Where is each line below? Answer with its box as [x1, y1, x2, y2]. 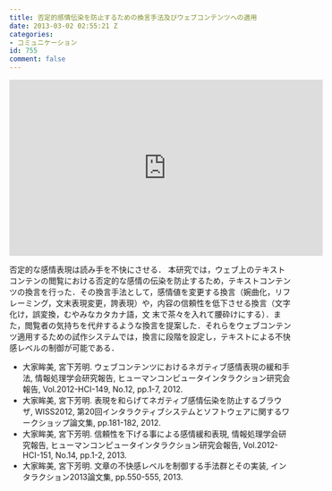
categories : [9, 30, 54, 38]
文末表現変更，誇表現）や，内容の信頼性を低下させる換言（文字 [55, 298, 291, 309]
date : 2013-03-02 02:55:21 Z [9, 21, 118, 30]
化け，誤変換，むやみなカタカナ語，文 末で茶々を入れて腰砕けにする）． [9, 309, 274, 319]
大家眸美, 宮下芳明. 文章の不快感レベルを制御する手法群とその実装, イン [21, 461, 287, 470]
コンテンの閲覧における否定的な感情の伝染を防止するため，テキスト [9, 275, 260, 286]
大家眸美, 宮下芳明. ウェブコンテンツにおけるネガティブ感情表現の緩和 [21, 361, 282, 372]
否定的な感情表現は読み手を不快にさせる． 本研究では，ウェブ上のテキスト [9, 265, 286, 275]
